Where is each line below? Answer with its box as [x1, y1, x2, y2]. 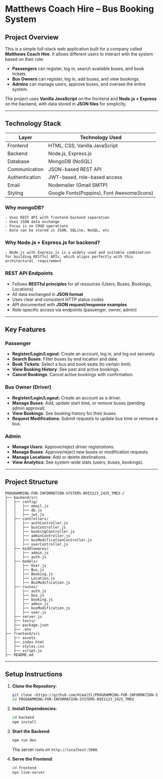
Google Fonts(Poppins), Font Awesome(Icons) [48, 190, 154, 196]
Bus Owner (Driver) [5, 384, 52, 391]
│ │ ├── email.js [5, 503, 49, 508]
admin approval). [12, 405, 46, 411]
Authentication [7, 173, 41, 180]
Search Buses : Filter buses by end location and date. [12, 356, 119, 362]
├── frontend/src [5, 631, 40, 636]
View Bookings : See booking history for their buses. [12, 410, 117, 416]
